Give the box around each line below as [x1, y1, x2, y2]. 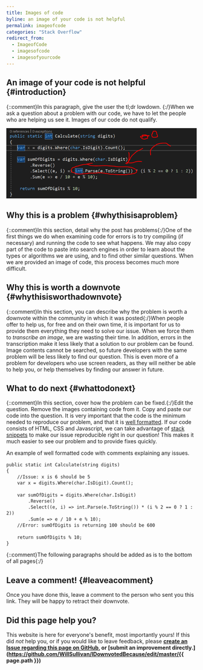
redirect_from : [6, 35, 45, 42]
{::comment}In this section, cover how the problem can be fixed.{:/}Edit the [6, 399, 193, 406]
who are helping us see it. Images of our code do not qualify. [6, 115, 158, 123]
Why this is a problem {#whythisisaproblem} [6, 210, 178, 221]
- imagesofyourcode [11, 54, 61, 60]
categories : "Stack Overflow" [6, 29, 83, 35]
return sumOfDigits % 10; [17, 535, 83, 541]
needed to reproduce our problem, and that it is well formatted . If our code [6, 418, 192, 426]
